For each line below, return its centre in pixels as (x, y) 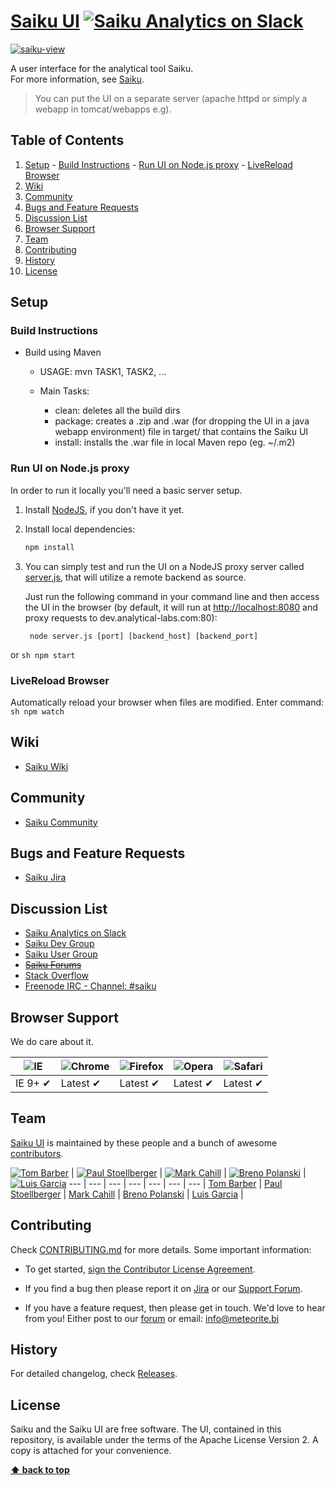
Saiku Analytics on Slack (75, 933)
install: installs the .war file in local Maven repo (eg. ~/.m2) (175, 442)
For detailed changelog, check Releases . (94, 1374)
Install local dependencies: (80, 529)
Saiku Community (61, 822)
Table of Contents (67, 140)
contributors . (37, 1153)
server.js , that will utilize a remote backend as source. (135, 577)
